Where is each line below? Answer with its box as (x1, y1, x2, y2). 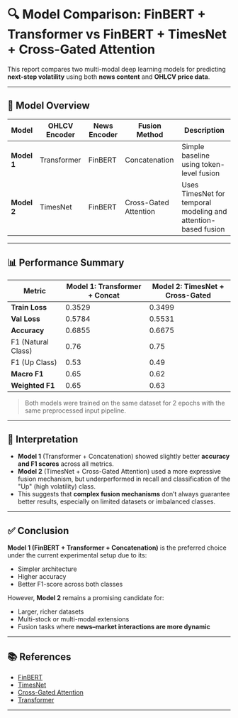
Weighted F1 (11, 380, 55, 390)
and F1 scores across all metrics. (17, 459, 115, 468)
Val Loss (11, 314, 40, 324)
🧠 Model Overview (7, 99, 90, 111)
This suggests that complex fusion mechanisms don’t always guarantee (17, 490, 230, 499)
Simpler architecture (17, 565, 77, 573)
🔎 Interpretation (7, 433, 79, 445)
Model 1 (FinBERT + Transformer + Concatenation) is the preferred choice (7, 543, 227, 552)
